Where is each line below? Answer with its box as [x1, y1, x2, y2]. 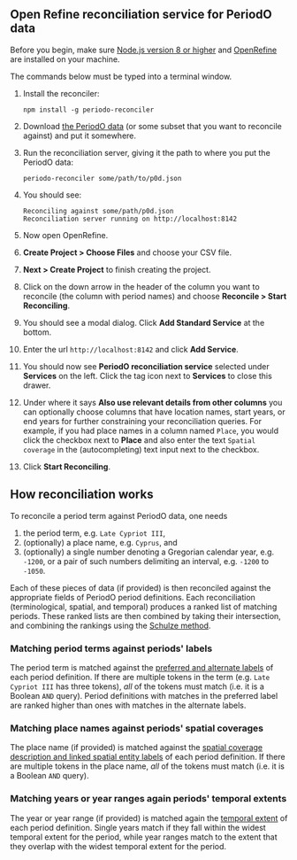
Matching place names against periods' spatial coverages [10, 722, 264, 734]
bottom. [22, 327, 52, 337]
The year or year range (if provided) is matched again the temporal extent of [10, 812, 288, 823]
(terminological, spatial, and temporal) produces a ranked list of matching [10, 601, 278, 612]
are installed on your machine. [10, 53, 120, 65]
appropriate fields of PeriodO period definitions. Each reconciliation [10, 592, 255, 602]
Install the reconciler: [22, 88, 100, 98]
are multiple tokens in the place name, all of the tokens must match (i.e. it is [10, 761, 286, 771]
